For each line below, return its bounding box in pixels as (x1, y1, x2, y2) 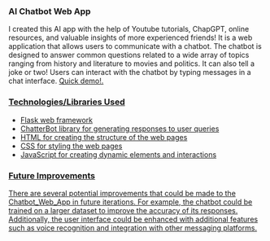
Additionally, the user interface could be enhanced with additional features (8, 214, 259, 224)
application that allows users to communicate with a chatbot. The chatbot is (8, 42, 262, 51)
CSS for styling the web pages (20, 141, 123, 151)
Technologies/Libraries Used (8, 96, 125, 107)
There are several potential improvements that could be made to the (8, 188, 236, 198)
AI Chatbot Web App (8, 6, 91, 17)
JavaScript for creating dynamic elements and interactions (20, 149, 217, 160)
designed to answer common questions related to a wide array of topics (8, 50, 250, 60)
